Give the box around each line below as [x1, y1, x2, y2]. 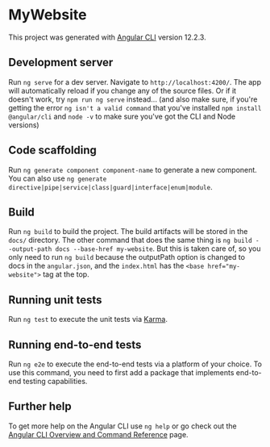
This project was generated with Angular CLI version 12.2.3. [8, 32, 207, 42]
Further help [8, 399, 73, 413]
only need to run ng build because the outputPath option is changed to [8, 253, 246, 262]
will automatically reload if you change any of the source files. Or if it [8, 86, 236, 95]
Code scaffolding [8, 144, 97, 157]
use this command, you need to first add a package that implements [8, 368, 235, 377]
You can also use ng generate [8, 173, 107, 183]
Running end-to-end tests [8, 337, 142, 352]
